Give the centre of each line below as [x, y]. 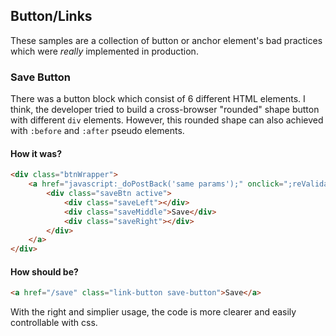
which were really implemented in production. [104, 51]
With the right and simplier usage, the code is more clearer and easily [153, 312]
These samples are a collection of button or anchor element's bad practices [166, 40]
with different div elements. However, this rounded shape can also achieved [167, 120]
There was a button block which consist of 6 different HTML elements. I [158, 99]
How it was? [36, 153]
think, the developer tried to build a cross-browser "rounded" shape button [165, 110]
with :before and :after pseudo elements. [97, 131]
